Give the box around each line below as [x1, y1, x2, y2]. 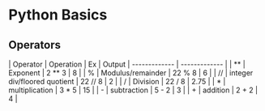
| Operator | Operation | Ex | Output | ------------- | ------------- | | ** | [8, 59, 246, 69]
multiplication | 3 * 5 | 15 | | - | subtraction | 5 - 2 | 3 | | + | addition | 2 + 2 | [8, 85, 258, 95]
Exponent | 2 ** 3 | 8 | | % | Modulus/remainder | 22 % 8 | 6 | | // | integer [8, 68, 254, 78]
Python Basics [8, 6, 108, 24]
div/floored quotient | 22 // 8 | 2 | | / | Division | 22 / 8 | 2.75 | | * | [8, 77, 226, 86]
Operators [8, 38, 62, 52]
